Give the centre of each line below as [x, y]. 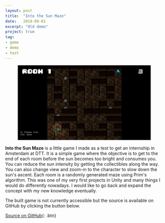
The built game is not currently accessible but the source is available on [79, 200]
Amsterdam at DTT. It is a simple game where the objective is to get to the [81, 154]
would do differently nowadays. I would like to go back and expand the [78, 185]
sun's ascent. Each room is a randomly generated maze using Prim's [76, 175]
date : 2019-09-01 [26, 21]
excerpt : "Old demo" [27, 27]
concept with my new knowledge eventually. [51, 191]
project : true [20, 32]
